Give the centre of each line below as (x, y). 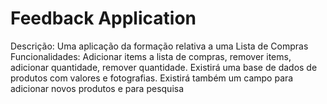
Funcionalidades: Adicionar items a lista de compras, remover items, (151, 56)
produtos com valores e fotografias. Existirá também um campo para (152, 78)
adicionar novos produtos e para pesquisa (97, 88)
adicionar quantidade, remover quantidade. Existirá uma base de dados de (164, 67)
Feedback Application (103, 18)
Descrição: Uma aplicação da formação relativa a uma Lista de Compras (159, 46)
